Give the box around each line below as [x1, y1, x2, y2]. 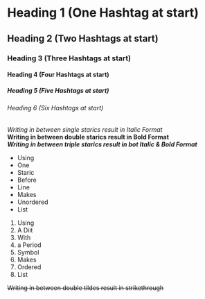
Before [17, 176, 37, 184]
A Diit [17, 225, 33, 234]
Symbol [17, 248, 39, 256]
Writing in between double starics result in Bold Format [7, 133, 170, 141]
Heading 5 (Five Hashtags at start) [7, 86, 109, 94]
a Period [17, 241, 42, 249]
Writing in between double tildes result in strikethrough [7, 283, 164, 292]
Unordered [17, 198, 48, 206]
